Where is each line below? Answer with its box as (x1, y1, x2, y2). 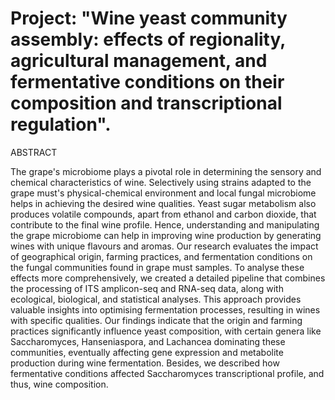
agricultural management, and (10, 50, 268, 72)
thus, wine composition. (10, 378, 109, 390)
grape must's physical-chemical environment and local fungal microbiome (10, 187, 317, 199)
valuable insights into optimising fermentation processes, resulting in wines (10, 303, 321, 316)
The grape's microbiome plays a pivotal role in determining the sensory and (10, 165, 322, 177)
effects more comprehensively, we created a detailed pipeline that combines (10, 272, 326, 284)
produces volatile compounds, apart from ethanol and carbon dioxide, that (10, 208, 317, 220)
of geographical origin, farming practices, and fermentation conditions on (10, 250, 313, 262)
